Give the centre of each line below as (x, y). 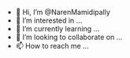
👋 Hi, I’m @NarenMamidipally (63, 12)
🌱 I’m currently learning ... (58, 29)
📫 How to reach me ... (52, 46)
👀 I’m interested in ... (49, 20)
